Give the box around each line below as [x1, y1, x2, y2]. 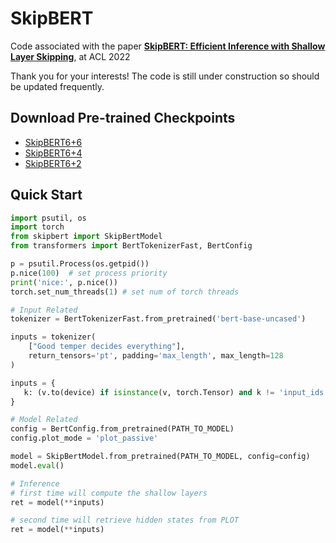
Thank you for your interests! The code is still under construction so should [10, 70, 320, 82]
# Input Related [10, 305, 78, 315]
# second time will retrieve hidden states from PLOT [10, 515, 240, 526]
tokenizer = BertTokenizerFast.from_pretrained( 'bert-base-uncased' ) [10, 314, 307, 324]
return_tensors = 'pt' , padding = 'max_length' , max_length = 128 [28, 351, 284, 361]
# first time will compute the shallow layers [10, 488, 208, 498]
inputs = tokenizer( [10, 332, 97, 342]
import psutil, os [10, 213, 87, 223]
